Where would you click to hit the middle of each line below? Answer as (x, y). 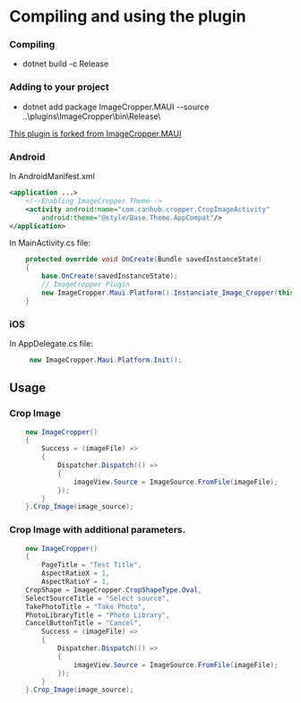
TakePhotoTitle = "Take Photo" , (86, 606)
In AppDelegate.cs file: (52, 343)
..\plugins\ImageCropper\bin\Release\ (91, 116)
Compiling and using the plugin (128, 17)
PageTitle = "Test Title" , (92, 565)
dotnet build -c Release (65, 64)
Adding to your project (59, 87)
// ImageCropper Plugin (86, 285)
